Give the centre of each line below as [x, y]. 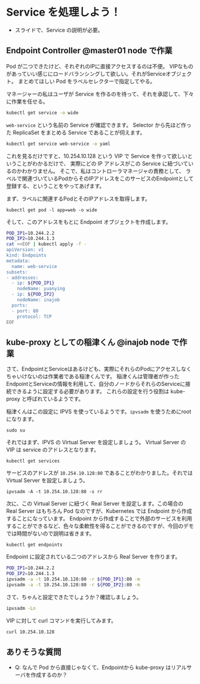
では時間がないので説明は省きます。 [50, 534]
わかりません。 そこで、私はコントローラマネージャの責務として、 [103, 171]
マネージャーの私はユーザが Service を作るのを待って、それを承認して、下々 [100, 94]
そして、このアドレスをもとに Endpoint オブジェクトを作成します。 [89, 221]
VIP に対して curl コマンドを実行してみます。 [61, 621]
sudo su [16, 431]
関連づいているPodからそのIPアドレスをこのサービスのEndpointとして [108, 178]
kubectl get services [33, 461]
